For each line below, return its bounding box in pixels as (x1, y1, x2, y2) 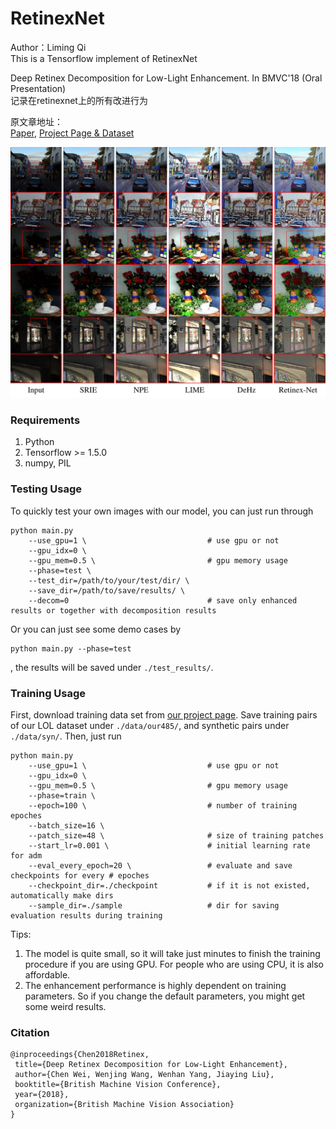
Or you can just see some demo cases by (10, 623, 182, 635)
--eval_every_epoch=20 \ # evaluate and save (28, 860, 293, 871)
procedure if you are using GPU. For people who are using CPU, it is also (24, 958, 324, 970)
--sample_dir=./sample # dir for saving (28, 900, 280, 911)
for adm (10, 850, 43, 861)
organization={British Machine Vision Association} (14, 1100, 235, 1110)
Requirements (10, 413, 81, 427)
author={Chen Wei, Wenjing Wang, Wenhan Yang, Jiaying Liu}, (14, 1070, 275, 1080)
